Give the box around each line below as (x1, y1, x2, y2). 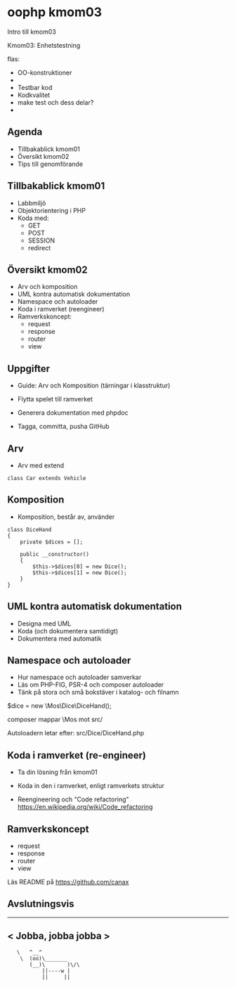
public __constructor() (20, 550, 90, 557)
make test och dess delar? (17, 98, 94, 106)
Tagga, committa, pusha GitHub (17, 422, 110, 431)
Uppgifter (7, 363, 51, 375)
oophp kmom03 (7, 4, 103, 20)
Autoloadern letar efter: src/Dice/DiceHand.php (7, 729, 145, 737)
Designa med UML (17, 619, 72, 628)
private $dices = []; (20, 538, 83, 546)
